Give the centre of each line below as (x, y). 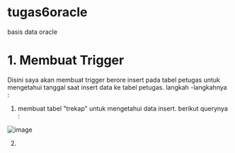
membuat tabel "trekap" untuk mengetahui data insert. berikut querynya (123, 108)
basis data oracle (33, 32)
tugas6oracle (47, 12)
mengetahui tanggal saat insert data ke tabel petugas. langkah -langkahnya (117, 87)
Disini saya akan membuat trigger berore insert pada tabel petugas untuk (114, 80)
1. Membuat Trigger (66, 60)
